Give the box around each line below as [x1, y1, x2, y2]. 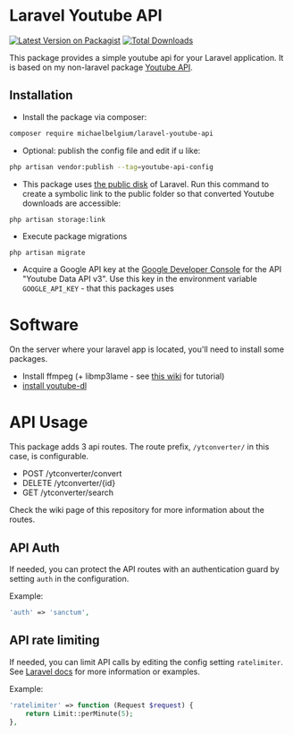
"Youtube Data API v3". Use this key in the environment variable [21, 274, 257, 285]
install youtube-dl [21, 380, 88, 391]
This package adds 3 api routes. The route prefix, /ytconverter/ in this [9, 441, 270, 452]
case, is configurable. [9, 451, 89, 462]
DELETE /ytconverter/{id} [21, 478, 116, 489]
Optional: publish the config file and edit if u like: [21, 145, 201, 156]
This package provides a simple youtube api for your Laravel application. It [9, 52, 284, 63]
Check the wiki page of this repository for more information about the [9, 505, 265, 516]
